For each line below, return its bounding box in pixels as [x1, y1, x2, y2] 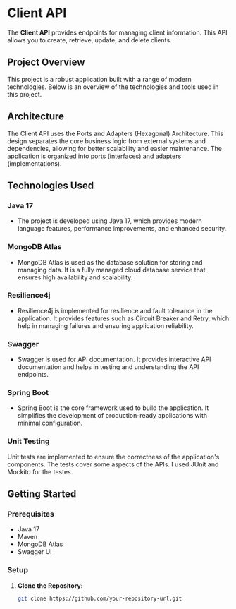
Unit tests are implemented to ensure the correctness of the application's [7, 452, 220, 461]
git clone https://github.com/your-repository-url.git [17, 595, 182, 602]
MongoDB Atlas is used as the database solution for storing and [17, 258, 203, 266]
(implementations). [7, 159, 62, 167]
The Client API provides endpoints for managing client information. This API [7, 28, 228, 37]
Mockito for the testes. [7, 467, 73, 476]
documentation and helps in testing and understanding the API [17, 363, 199, 371]
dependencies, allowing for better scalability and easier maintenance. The [7, 144, 222, 152]
